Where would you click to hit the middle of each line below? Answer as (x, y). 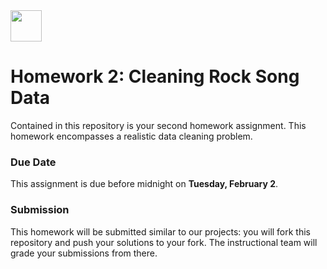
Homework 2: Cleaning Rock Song (155, 76)
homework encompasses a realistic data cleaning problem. (131, 136)
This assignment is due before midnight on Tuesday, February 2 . (144, 184)
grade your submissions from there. (84, 253)
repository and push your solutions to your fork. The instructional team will (164, 242)
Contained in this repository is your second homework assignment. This (158, 125)
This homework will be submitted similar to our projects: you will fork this (161, 231)
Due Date (33, 162)
